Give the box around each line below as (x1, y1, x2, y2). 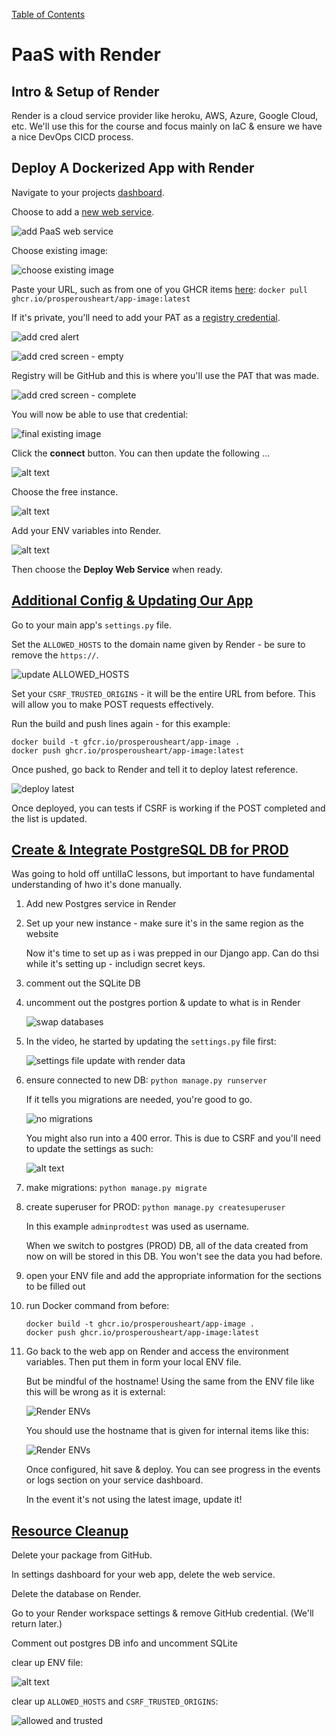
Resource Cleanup (11, 1522, 129, 1539)
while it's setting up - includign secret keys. (25, 958, 206, 970)
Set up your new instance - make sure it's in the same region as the (25, 917, 304, 929)
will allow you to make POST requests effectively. (11, 698, 214, 710)
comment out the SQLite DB (25, 977, 141, 989)
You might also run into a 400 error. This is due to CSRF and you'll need (25, 1132, 321, 1144)
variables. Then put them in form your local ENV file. (25, 1356, 242, 1368)
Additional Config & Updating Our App (11, 592, 254, 609)
